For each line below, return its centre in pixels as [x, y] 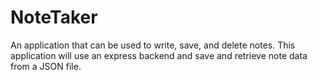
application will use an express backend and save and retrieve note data [159, 55]
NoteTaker [54, 17]
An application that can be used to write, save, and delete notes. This [153, 45]
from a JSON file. [46, 66]
